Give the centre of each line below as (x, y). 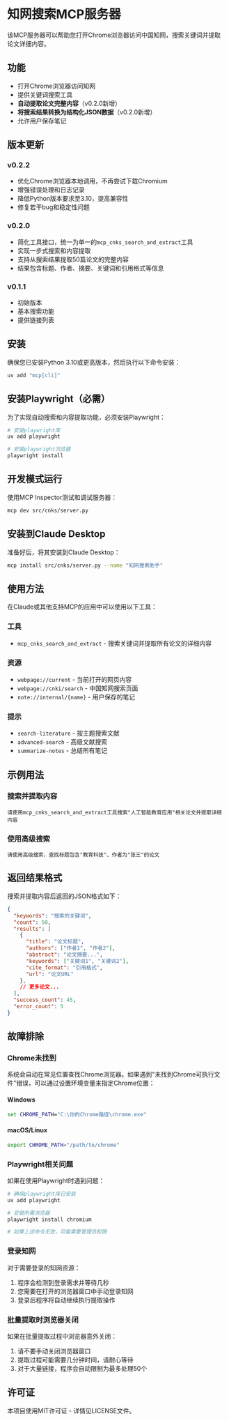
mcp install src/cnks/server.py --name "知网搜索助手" (85, 565)
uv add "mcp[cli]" (34, 375)
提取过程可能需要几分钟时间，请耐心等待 (75, 1360)
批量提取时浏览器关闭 (43, 1320)
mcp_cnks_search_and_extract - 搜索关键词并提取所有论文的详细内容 (114, 643)
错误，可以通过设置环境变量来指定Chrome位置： (86, 1083)
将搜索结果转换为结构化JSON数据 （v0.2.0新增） (87, 112)
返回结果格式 (35, 878)
